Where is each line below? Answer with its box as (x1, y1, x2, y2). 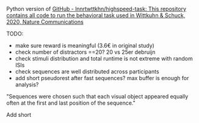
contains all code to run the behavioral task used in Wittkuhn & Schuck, (6, 12, 186, 19)
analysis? (15, 81, 39, 88)
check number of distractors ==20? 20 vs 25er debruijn (15, 48, 156, 56)
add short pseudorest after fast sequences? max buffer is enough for (15, 75, 189, 81)
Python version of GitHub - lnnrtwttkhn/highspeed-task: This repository (6, 6, 187, 12)
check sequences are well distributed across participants (15, 68, 160, 75)
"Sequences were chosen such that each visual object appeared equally (6, 93, 189, 100)
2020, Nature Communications (6, 18, 84, 25)
